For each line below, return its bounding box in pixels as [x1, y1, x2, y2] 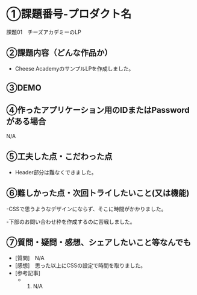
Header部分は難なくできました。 [14, 168, 97, 176]
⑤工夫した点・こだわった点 [6, 151, 113, 162]
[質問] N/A [14, 255, 45, 262]
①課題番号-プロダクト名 [6, 7, 132, 21]
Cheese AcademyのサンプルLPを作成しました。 [14, 65, 134, 72]
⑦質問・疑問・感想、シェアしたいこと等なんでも [6, 237, 192, 247]
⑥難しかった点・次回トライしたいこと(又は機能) [6, 188, 190, 198]
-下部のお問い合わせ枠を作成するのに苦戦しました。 [6, 218, 136, 225]
